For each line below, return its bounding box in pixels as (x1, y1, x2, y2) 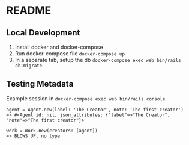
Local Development (6, 28, 80, 38)
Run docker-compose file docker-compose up (14, 50, 125, 57)
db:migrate (14, 63, 43, 69)
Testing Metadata (6, 79, 74, 89)
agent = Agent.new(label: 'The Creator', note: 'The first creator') (6, 106, 184, 113)
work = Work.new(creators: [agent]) (6, 128, 98, 134)
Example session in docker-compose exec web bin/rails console (6, 94, 166, 102)
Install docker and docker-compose (14, 43, 103, 51)
